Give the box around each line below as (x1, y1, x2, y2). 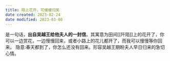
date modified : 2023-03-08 (5, 17, 63, 22)
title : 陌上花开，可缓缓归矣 (5, 7, 60, 13)
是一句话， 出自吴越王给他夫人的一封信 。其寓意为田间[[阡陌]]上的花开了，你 (5, 32, 165, 38)
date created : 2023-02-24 (5, 12, 60, 17)
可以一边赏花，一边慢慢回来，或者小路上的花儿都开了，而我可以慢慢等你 (5, 38, 158, 44)
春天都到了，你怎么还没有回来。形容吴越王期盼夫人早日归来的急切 (25, 44, 165, 50)
